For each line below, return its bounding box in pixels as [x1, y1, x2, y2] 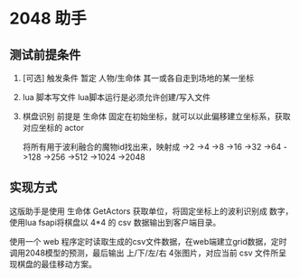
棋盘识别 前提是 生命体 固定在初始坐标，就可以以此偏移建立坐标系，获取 [22, 111, 291, 122]
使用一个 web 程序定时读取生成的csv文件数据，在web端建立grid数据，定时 [9, 236, 287, 246]
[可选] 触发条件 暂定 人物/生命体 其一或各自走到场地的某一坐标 [22, 73, 255, 83]
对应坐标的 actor [22, 123, 84, 133]
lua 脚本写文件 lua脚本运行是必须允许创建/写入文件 [22, 92, 211, 102]
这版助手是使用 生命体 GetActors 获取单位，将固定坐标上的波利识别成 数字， [9, 205, 294, 217]
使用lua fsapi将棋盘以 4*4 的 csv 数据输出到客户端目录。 [9, 217, 221, 227]
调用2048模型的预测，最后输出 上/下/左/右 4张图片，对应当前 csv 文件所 [9, 247, 279, 258]
